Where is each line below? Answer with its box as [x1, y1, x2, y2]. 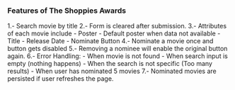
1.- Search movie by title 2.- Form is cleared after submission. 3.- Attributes [7, 22, 227, 30]
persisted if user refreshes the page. [7, 74, 114, 83]
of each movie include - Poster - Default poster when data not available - [7, 29, 221, 38]
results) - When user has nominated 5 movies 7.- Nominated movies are [7, 67, 217, 76]
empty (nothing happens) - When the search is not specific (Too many [7, 60, 212, 68]
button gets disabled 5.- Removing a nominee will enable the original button [7, 45, 228, 53]
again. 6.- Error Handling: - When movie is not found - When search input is [7, 52, 228, 60]
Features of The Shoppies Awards [7, 6, 126, 16]
